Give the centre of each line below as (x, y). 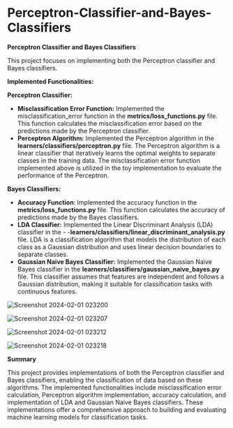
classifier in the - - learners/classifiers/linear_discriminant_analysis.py (121, 232)
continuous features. (47, 291)
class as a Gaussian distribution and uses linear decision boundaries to (119, 246)
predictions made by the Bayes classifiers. (78, 217)
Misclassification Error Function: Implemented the (91, 108)
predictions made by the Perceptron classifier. (83, 131)
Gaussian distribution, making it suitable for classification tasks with (115, 283)
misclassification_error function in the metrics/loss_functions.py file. (118, 116)
